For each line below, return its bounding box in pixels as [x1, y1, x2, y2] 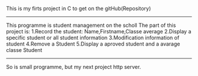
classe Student [6, 47, 42, 53]
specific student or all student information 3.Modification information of [6, 34, 180, 41]
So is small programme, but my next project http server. [6, 64, 141, 70]
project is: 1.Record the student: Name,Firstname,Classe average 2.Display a [6, 28, 192, 34]
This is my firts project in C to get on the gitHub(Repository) [6, 5, 151, 12]
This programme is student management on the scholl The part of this [6, 22, 176, 29]
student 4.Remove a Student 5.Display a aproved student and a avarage [6, 40, 180, 47]
